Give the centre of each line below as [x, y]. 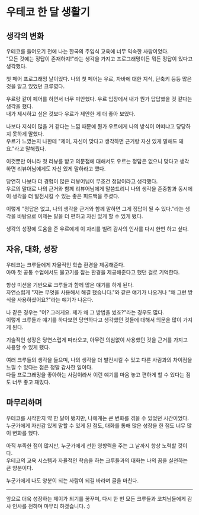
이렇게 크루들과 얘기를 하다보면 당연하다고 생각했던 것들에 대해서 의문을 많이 [94, 320]
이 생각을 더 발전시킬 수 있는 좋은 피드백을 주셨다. [63, 196]
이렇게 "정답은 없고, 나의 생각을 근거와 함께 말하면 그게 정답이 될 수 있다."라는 [95, 209]
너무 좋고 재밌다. [31, 382]
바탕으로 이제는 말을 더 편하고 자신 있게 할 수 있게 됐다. [80, 216]
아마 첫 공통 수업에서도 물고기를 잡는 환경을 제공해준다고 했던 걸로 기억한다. [93, 272]
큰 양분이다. [20, 467]
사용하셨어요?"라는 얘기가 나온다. [55, 299]
